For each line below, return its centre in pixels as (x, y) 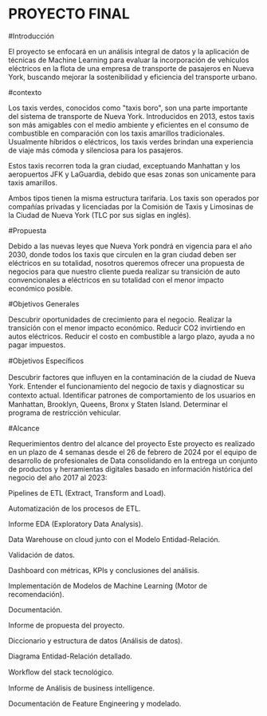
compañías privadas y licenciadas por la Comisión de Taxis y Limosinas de (131, 206)
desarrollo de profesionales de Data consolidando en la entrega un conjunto (133, 461)
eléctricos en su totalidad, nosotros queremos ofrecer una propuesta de (126, 263)
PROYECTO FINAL (69, 14)
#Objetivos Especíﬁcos (46, 361)
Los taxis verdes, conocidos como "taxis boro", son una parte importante (128, 108)
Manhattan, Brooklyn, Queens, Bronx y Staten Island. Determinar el (118, 404)
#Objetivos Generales (44, 303)
